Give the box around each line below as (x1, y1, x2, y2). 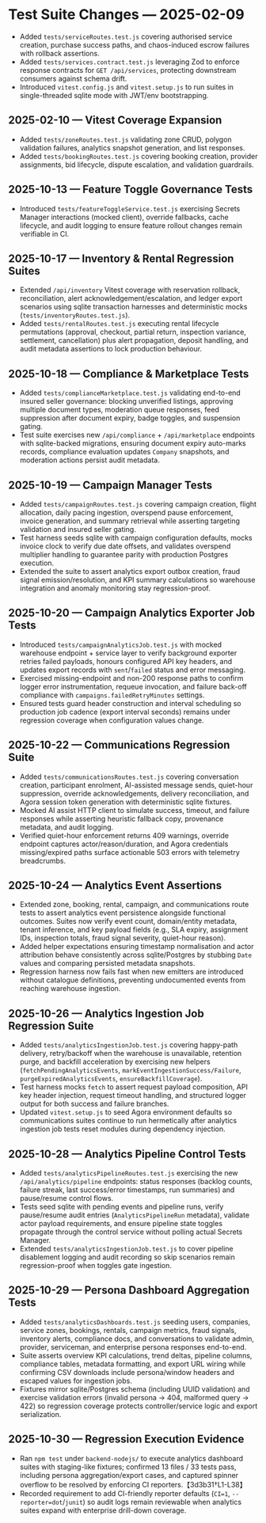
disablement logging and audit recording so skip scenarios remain (19, 1252, 236, 1262)
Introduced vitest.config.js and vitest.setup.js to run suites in (19, 82, 234, 92)
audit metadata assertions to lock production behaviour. (19, 344, 203, 354)
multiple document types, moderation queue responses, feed (19, 405, 220, 415)
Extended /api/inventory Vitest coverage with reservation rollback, (19, 285, 241, 294)
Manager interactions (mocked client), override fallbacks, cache (19, 212, 229, 222)
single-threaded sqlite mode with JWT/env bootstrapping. (19, 90, 209, 100)
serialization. (19, 1409, 62, 1419)
